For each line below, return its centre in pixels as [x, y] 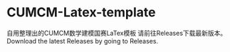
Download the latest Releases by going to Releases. [82, 41]
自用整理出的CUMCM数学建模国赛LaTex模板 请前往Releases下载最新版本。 [117, 33]
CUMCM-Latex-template [81, 12]
